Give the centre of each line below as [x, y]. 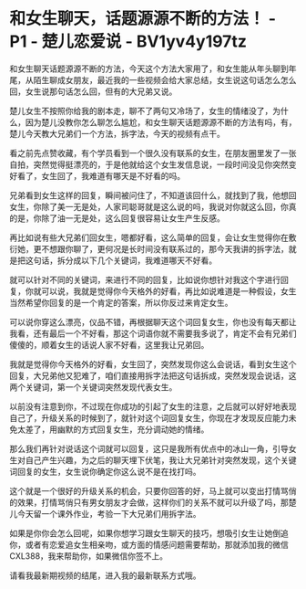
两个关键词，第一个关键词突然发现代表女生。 [93, 387]
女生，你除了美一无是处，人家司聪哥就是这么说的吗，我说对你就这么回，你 [149, 206]
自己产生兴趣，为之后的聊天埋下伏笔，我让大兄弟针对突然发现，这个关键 [161, 460]
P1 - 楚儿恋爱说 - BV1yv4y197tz [128, 42]
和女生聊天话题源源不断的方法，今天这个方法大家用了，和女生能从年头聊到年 [153, 68]
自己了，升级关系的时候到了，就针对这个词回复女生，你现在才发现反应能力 [149, 417]
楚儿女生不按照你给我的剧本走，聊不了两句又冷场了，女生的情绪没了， [141, 110]
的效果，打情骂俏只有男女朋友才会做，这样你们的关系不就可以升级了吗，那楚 [153, 502]
